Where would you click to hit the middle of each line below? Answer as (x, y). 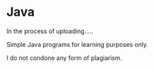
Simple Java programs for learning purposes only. (77, 44)
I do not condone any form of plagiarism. (64, 58)
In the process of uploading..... (50, 31)
